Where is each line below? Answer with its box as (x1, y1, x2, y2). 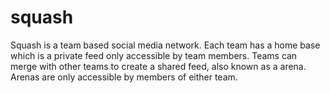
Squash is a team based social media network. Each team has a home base (10, 39, 321, 51)
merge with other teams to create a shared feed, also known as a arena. (10, 60, 307, 72)
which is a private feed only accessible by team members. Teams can (10, 49, 298, 61)
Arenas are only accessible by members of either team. (10, 71, 238, 83)
